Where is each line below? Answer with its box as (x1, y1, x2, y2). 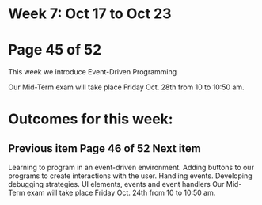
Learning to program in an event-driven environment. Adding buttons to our (8, 163, 255, 173)
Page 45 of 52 (8, 41, 102, 59)
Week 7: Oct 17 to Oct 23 (8, 5, 172, 23)
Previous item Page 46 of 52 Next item (8, 142, 202, 155)
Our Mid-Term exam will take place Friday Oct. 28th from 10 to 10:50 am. (8, 82, 245, 92)
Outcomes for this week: (8, 110, 173, 128)
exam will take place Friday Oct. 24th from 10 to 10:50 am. (26, 188, 216, 198)
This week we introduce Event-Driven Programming (8, 67, 177, 77)
